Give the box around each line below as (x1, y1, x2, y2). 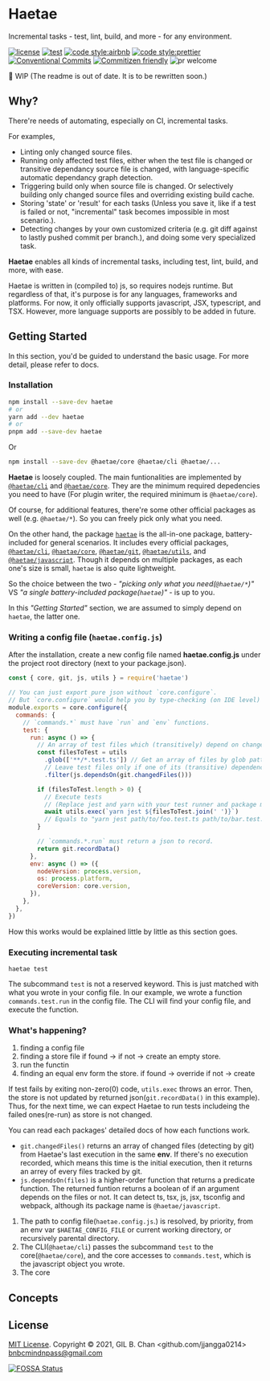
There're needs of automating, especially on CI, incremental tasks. (8, 116, 228, 125)
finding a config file (19, 1043, 85, 1053)
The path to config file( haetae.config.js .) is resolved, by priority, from (19, 1216, 254, 1227)
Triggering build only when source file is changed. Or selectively (19, 181, 234, 191)
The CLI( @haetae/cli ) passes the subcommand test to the (19, 1242, 215, 1252)
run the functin (19, 1060, 70, 1070)
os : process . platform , (37, 874, 113, 883)
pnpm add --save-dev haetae (8, 428, 103, 436)
